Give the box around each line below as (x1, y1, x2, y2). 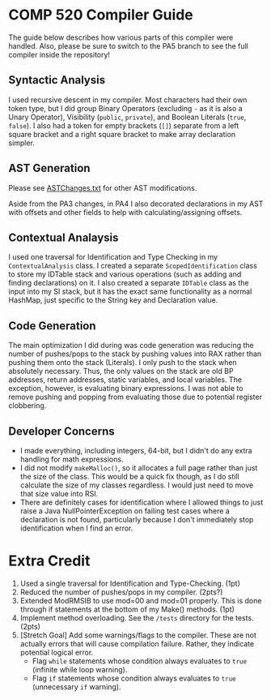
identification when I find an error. (19, 523, 133, 533)
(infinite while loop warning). (32, 664, 128, 674)
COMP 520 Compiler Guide (8, 6, 194, 24)
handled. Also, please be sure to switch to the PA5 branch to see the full (8, 41, 249, 50)
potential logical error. (19, 647, 94, 657)
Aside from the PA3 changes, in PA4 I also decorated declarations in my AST (8, 199, 264, 208)
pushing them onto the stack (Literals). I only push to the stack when (8, 358, 237, 367)
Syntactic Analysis (8, 73, 106, 87)
